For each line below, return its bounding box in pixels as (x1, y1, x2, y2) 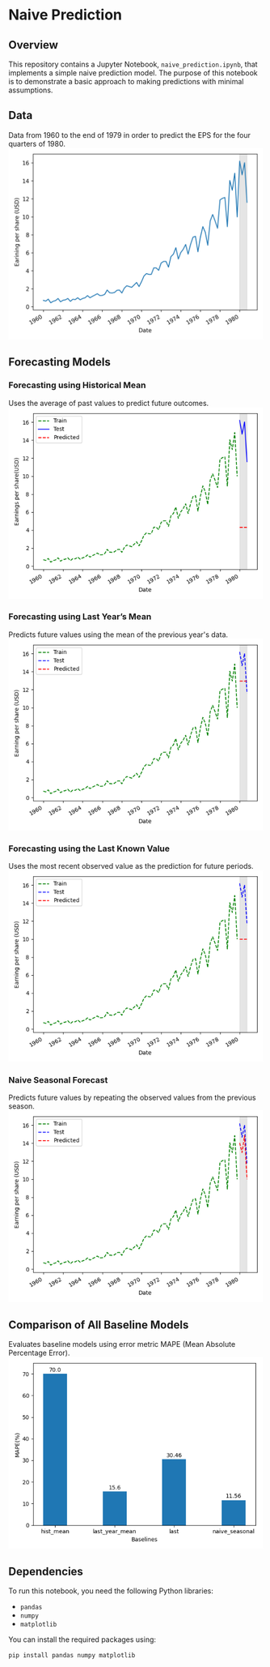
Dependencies (8, 1564, 83, 1578)
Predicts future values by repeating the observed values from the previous (8, 1092, 256, 1103)
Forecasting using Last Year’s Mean (8, 611, 152, 622)
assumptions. (8, 85, 53, 95)
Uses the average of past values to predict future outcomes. (8, 398, 209, 408)
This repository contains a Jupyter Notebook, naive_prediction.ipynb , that (8, 59, 258, 69)
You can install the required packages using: (8, 1635, 156, 1644)
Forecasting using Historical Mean (8, 379, 146, 391)
